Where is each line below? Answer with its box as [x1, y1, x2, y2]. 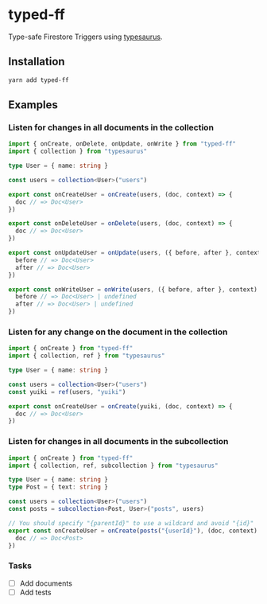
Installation [8, 55, 65, 68]
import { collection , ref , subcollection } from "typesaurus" [8, 462, 219, 470]
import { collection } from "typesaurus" [8, 147, 148, 156]
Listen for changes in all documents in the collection [8, 122, 215, 133]
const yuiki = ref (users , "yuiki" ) [8, 388, 126, 396]
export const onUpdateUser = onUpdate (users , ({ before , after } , [8, 249, 233, 257]
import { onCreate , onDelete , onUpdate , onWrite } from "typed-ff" [8, 140, 237, 148]
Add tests [19, 587, 52, 597]
